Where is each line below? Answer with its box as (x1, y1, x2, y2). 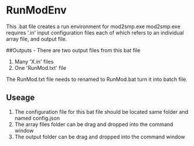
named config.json (14, 114, 60, 121)
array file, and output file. (6, 35, 67, 42)
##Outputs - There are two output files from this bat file (6, 46, 141, 53)
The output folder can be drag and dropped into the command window (14, 133, 186, 140)
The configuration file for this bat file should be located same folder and (14, 108, 189, 115)
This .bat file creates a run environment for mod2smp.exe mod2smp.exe (6, 23, 181, 30)
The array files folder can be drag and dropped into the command (14, 121, 173, 128)
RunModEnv (6, 4, 67, 17)
